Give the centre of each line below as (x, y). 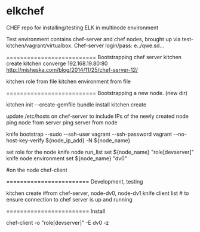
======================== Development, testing (75, 181)
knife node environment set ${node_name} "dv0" (67, 158)
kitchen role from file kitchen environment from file (69, 81)
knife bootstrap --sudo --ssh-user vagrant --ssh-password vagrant (89, 134)
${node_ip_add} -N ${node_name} (88, 140)
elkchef (25, 11)
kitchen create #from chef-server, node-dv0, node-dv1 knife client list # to (98, 193)
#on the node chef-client (37, 170)
